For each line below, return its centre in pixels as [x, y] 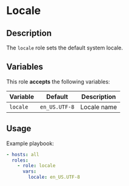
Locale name [99, 107]
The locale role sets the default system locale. [65, 48]
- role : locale [37, 166]
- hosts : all [23, 154]
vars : [29, 171]
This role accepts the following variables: [58, 81]
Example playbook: [30, 143]
